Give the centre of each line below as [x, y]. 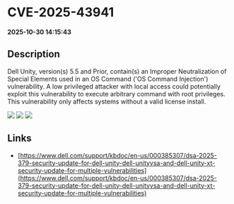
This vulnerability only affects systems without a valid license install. [107, 101]
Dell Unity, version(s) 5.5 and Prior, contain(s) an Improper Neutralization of [117, 71]
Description [34, 54]
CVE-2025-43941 [61, 12]
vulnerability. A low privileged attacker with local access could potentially [114, 86]
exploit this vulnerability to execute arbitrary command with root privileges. [116, 93]
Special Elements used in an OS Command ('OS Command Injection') [108, 79]
